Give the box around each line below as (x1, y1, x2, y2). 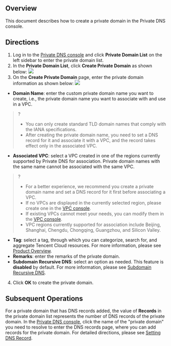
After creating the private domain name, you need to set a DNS (25, 132, 159, 138)
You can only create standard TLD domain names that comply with (25, 120, 166, 127)
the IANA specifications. (25, 126, 77, 132)
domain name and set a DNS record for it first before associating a (25, 189, 165, 195)
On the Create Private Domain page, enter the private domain (12, 74, 144, 80)
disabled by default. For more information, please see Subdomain (12, 264, 152, 270)
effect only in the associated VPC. (25, 143, 97, 149)
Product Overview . (12, 248, 52, 254)
